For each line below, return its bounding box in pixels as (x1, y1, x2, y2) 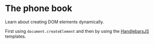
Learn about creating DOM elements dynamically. (5, 19, 104, 25)
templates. (5, 33, 26, 39)
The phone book (5, 3, 72, 14)
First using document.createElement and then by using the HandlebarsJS (5, 28, 149, 34)
